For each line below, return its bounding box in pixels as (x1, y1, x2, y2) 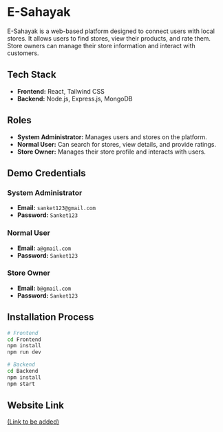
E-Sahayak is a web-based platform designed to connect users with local (7, 27, 215, 35)
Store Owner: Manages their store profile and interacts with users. (17, 147, 206, 156)
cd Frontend (7, 336, 41, 343)
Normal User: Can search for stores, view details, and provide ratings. (17, 140, 217, 148)
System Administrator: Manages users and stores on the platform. (17, 132, 208, 141)
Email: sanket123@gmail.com (17, 204, 96, 212)
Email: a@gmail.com (17, 244, 72, 252)
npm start (7, 380, 36, 387)
